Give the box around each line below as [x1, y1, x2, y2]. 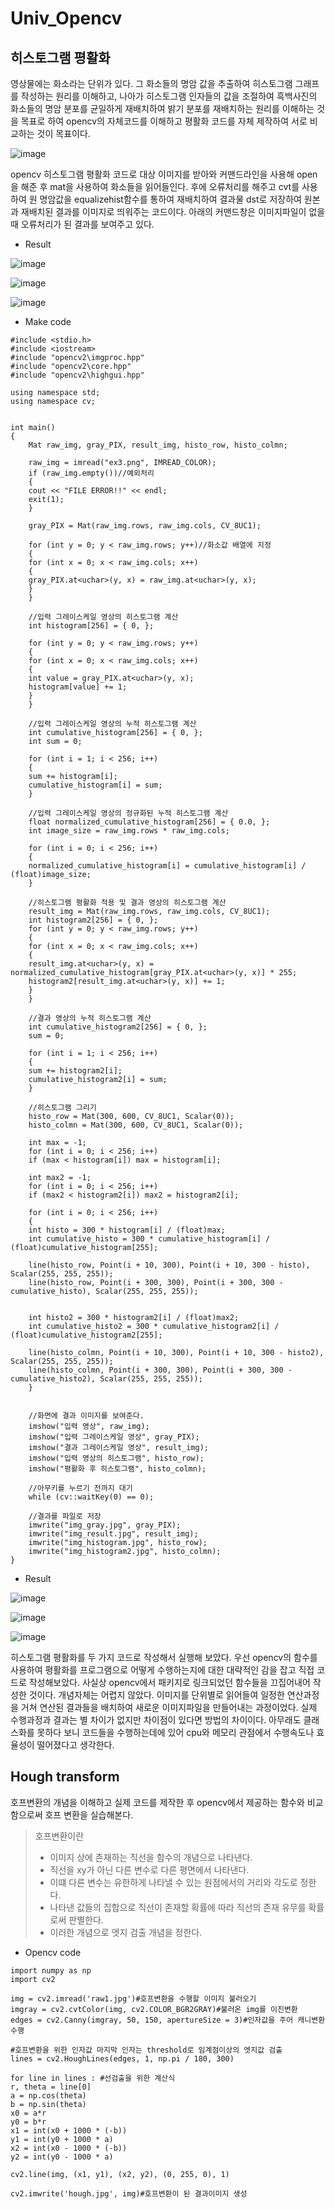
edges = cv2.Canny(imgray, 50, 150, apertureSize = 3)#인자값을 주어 [10, 2015, 294, 2025]
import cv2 [10, 1974, 56, 1984]
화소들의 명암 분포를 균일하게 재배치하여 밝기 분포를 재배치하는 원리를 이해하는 [10, 103, 315, 114]
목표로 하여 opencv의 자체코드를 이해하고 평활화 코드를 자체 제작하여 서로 [20, 115, 308, 127]
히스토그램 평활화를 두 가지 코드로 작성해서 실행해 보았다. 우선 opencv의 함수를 [10, 1652, 318, 1663]
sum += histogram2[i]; [28, 1066, 123, 1076]
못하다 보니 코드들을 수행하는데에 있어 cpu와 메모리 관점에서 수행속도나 [36, 1727, 315, 1738]
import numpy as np [10, 1965, 92, 1976]
